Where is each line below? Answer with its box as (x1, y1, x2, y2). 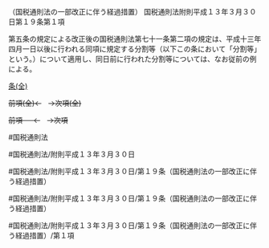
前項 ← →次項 (8, 116, 68, 124)
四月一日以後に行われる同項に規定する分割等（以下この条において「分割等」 (8, 44, 261, 54)
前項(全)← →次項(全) (8, 99, 82, 108)
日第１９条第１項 (8, 17, 65, 26)
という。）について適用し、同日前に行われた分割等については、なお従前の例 (8, 55, 257, 63)
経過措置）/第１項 (14, 231, 75, 240)
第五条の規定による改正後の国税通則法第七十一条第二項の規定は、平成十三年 (8, 35, 262, 43)
